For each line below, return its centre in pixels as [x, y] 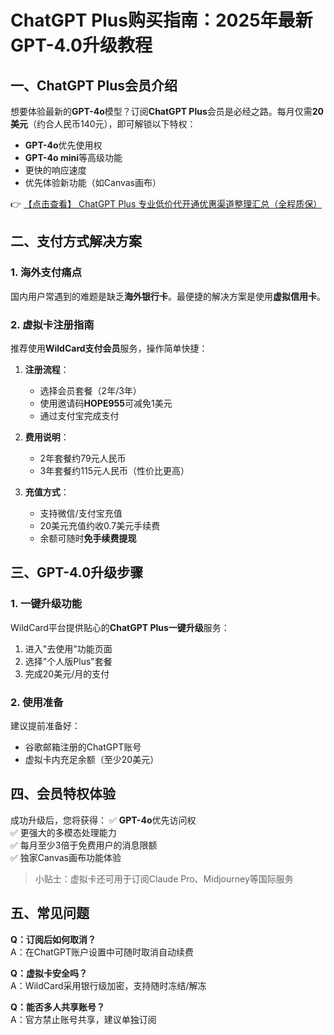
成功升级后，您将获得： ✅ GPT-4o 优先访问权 [103, 820]
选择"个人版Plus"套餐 [68, 661]
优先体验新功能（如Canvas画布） [93, 182]
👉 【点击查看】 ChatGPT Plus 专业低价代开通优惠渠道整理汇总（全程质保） [166, 204]
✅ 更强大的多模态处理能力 [63, 832]
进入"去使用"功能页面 [68, 648]
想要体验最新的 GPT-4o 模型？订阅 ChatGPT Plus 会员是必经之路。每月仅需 [161, 111]
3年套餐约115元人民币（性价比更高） [114, 470]
